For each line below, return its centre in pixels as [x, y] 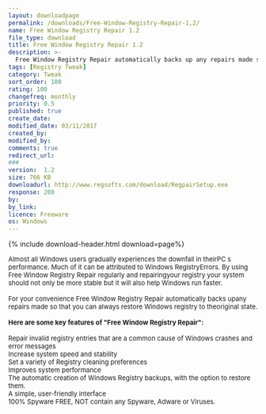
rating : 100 [28, 89]
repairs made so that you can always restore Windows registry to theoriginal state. [133, 307]
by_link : [23, 207]
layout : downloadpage [44, 15]
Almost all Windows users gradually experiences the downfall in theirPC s [120, 259]
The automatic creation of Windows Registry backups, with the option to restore [129, 378]
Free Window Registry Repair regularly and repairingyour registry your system [126, 275]
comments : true [33, 148]
